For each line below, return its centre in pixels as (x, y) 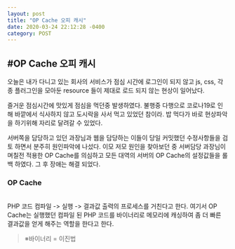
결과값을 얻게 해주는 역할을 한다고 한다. (61, 224)
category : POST (29, 33)
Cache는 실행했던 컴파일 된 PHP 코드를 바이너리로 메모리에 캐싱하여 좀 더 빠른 (114, 215)
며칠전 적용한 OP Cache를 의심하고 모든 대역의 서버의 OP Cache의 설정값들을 (114, 156)
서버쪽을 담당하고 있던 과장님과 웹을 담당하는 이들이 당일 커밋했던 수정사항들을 (114, 138)
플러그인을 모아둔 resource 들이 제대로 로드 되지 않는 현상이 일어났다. (109, 90)
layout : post (26, 14)
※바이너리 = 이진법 (50, 238)
